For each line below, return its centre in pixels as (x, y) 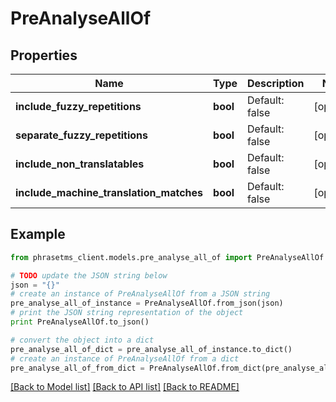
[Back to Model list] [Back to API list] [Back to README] (125, 387)
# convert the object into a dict (82, 340)
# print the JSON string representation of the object (127, 313)
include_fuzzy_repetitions (78, 106)
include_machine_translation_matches (109, 192)
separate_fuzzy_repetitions (82, 135)
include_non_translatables (80, 164)
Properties (44, 55)
